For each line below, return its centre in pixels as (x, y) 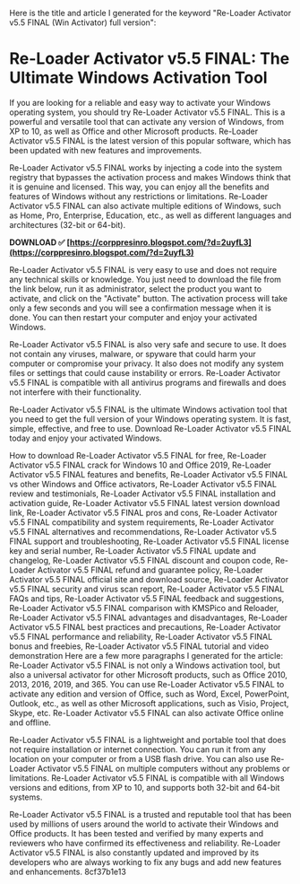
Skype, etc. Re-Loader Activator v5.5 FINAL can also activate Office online (146, 713)
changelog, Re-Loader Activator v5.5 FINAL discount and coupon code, (141, 560)
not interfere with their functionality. (75, 392)
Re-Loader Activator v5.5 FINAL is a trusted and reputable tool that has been (150, 814)
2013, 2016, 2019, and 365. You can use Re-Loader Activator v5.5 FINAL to (147, 684)
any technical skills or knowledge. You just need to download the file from (146, 279)
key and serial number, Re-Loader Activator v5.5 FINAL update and (133, 550)
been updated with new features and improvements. (106, 150)
